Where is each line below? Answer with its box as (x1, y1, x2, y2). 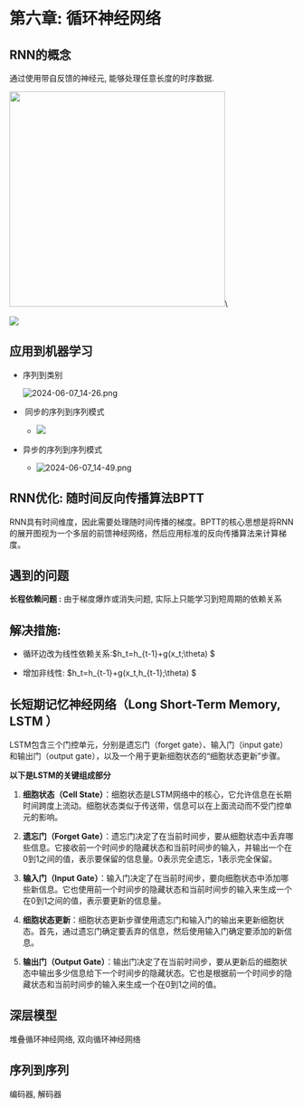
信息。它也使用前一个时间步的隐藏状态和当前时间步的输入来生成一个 (38, 884, 292, 895)
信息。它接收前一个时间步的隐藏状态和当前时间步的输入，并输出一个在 (30, 842, 292, 853)
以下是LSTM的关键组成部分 (9, 770, 111, 781)
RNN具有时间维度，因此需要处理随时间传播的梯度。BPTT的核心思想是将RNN (9, 516, 294, 527)
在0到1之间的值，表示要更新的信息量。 (22, 895, 166, 906)
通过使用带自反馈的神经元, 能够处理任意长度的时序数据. (9, 73, 215, 83)
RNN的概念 (9, 47, 71, 62)
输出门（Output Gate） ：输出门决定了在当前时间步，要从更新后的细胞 (22, 956, 280, 968)
